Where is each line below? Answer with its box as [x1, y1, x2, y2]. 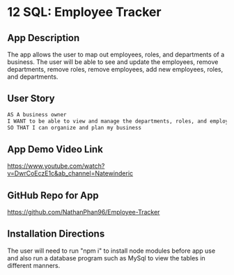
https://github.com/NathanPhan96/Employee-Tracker [7, 208, 160, 217]
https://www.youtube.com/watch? [7, 162, 105, 171]
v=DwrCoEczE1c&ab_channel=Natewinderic [7, 169, 134, 178]
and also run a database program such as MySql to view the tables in [7, 253, 205, 262]
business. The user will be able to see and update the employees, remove [7, 58, 219, 66]
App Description [7, 32, 80, 44]
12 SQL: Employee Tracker [7, 4, 162, 20]
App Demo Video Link [7, 143, 103, 155]
